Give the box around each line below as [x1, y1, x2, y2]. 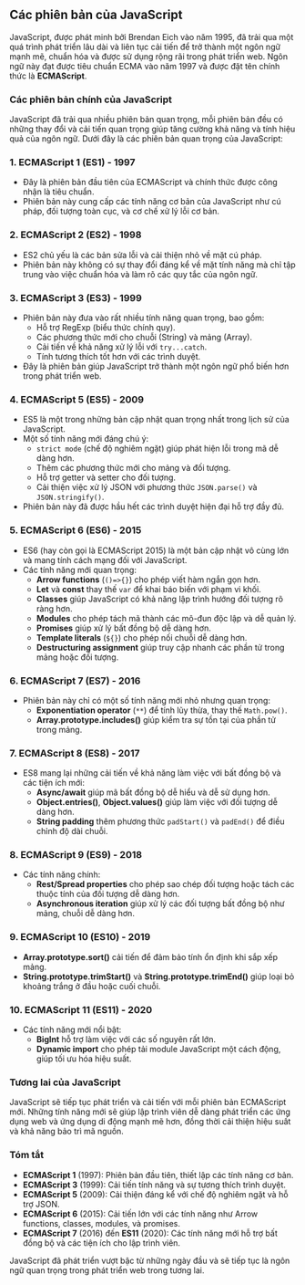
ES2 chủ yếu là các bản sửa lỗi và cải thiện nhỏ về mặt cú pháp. [22, 249, 262, 260]
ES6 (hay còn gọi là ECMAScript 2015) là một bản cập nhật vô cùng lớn [22, 545, 290, 556]
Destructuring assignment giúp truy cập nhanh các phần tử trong [36, 642, 285, 653]
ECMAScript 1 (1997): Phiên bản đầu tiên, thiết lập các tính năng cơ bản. [22, 1169, 294, 1180]
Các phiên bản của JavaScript [9, 7, 183, 23]
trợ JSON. [22, 1198, 60, 1209]
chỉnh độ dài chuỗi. [36, 826, 108, 837]
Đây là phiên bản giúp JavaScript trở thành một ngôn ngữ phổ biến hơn [22, 360, 290, 371]
